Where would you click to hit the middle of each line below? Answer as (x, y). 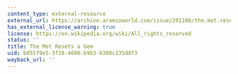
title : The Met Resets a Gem (50, 47)
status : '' (23, 40)
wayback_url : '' (31, 60)
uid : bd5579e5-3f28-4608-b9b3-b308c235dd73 (73, 54)
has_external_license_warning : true (61, 27)
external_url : (28, 20)
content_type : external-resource (57, 14)
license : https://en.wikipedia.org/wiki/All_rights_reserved (100, 33)
